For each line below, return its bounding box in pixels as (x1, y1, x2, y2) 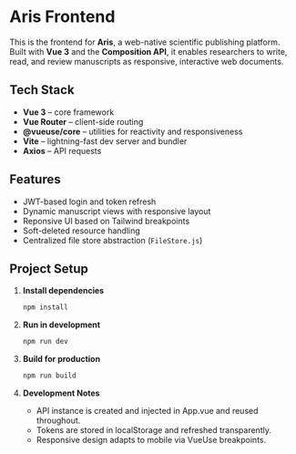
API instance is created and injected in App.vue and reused (36, 406, 259, 416)
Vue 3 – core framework (22, 107, 115, 118)
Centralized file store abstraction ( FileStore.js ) (22, 234, 203, 245)
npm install (22, 303, 68, 312)
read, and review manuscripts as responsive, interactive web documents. (9, 56, 284, 67)
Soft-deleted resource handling (22, 225, 141, 236)
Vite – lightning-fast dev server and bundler (22, 135, 188, 147)
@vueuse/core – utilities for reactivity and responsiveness (22, 126, 243, 137)
